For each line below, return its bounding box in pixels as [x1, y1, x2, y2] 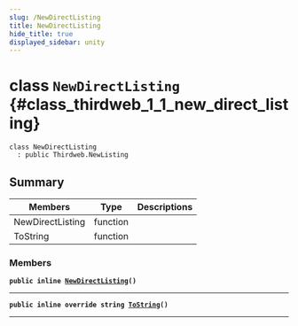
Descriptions [137, 201, 193, 213]
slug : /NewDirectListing [9, 12, 101, 22]
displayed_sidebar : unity [9, 37, 105, 47]
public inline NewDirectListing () [9, 276, 137, 286]
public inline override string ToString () [9, 300, 169, 310]
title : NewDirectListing [9, 21, 101, 30]
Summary [9, 175, 65, 190]
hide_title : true [9, 29, 74, 38]
